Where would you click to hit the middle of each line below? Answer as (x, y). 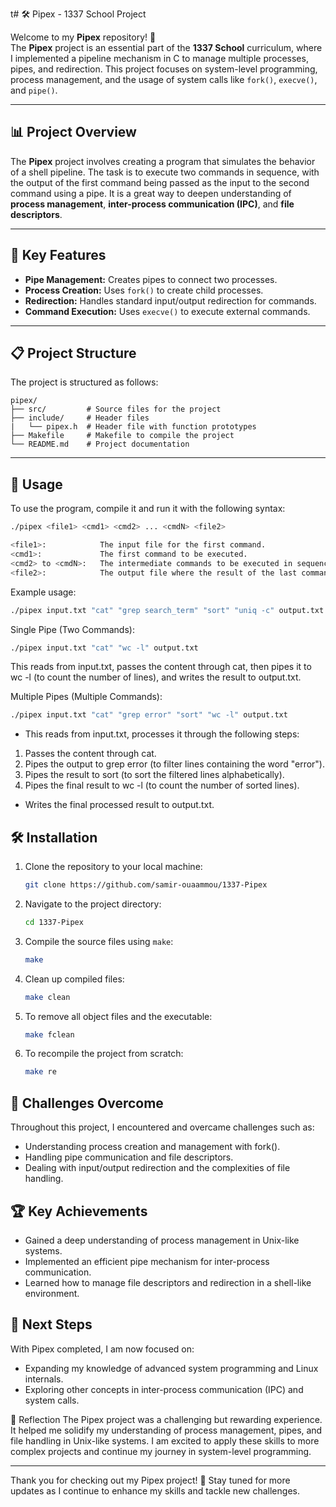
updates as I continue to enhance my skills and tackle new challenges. (155, 1490)
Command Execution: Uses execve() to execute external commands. (167, 311)
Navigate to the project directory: (93, 904)
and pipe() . (34, 90)
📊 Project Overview (73, 132)
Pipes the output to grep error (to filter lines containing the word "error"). (174, 764)
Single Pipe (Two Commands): (72, 629)
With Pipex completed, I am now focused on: (102, 1349)
